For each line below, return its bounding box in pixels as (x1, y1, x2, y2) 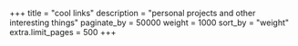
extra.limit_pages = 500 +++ (9, 27, 117, 37)
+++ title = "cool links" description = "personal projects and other (9, 8, 256, 18)
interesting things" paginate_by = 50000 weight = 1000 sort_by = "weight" (9, 17, 290, 28)
